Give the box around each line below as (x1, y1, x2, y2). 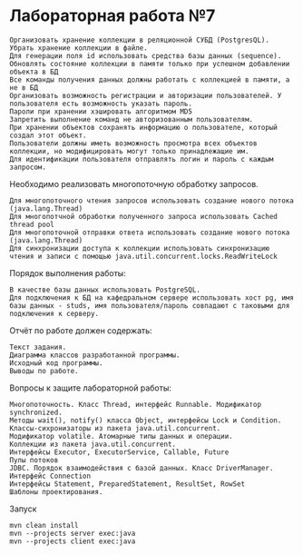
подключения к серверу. (9, 309, 100, 318)
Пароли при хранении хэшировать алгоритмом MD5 (9, 106, 193, 116)
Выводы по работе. (9, 366, 79, 375)
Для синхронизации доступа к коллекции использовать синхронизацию (9, 243, 270, 253)
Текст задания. (9, 342, 67, 352)
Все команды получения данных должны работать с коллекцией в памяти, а (9, 74, 290, 84)
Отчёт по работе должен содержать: (9, 324, 152, 336)
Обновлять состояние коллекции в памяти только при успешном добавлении (9, 59, 290, 68)
